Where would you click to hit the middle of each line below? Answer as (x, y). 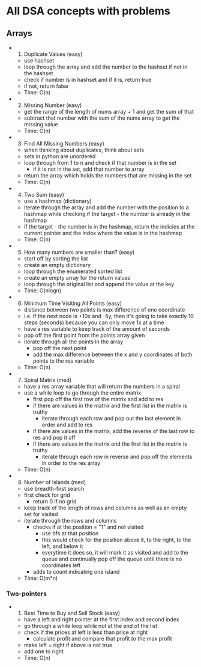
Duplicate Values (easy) (53, 54)
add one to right (44, 651)
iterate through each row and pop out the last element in (111, 418)
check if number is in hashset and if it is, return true (88, 80)
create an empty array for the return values (77, 278)
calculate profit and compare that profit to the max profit (102, 639)
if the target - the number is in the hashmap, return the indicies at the (109, 226)
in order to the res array (71, 463)
